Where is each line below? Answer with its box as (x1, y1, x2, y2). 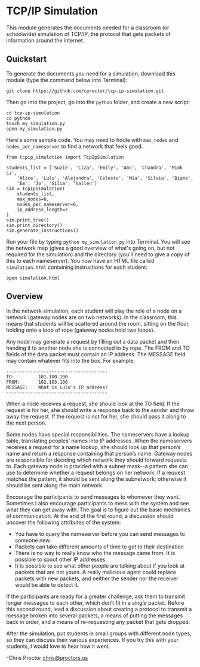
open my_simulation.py (6, 126, 63, 132)
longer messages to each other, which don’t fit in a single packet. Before (6, 599, 184, 606)
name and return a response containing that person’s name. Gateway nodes (6, 450, 193, 457)
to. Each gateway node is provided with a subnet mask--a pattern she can (6, 462, 188, 469)
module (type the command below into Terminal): (6, 76, 128, 83)
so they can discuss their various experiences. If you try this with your (6, 636, 179, 643)
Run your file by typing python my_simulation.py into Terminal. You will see (6, 238, 190, 245)
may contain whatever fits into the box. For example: (6, 357, 136, 364)
